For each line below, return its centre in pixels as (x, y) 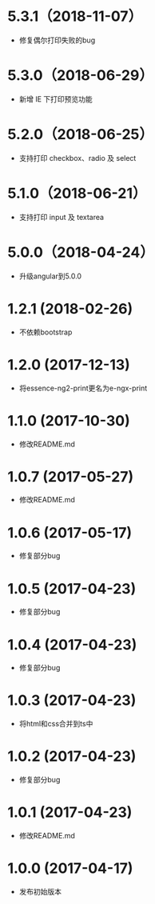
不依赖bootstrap (46, 332)
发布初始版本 (40, 892)
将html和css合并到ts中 (56, 724)
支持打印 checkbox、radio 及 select (77, 158)
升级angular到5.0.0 (50, 276)
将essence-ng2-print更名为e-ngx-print (83, 388)
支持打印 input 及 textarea (62, 217)
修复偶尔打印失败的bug (57, 40)
